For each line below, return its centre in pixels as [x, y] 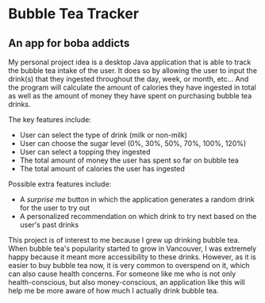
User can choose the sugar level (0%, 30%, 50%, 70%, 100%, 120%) [133, 143]
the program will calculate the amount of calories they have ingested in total [132, 87]
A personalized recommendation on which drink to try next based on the [138, 216]
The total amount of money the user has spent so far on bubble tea [129, 160]
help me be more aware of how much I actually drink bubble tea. [113, 291]
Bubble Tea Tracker [74, 14]
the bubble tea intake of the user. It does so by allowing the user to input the [133, 71]
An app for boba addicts [69, 43]
